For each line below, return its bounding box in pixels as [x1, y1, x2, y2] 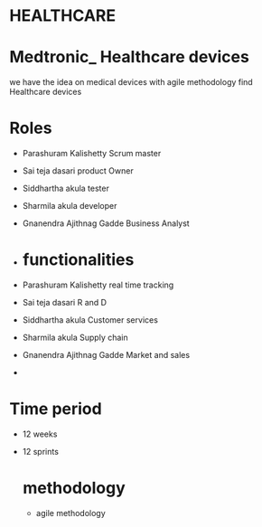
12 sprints [22, 446, 59, 456]
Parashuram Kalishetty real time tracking [22, 279, 174, 290]
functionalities [22, 249, 135, 270]
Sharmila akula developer [22, 201, 117, 212]
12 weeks [22, 428, 58, 439]
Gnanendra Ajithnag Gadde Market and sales [22, 350, 191, 360]
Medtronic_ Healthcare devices [9, 47, 250, 68]
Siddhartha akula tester [22, 183, 110, 194]
